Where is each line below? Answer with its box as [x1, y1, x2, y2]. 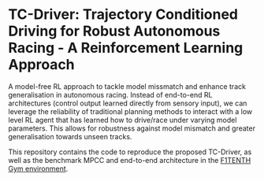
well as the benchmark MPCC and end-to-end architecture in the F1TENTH [8, 155, 251, 164]
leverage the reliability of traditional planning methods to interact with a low [8, 106, 253, 116]
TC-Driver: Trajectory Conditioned [8, 6, 239, 24]
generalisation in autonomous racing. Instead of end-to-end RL [8, 90, 213, 99]
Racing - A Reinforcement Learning [8, 39, 244, 57]
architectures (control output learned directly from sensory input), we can [8, 98, 247, 108]
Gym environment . [8, 164, 69, 173]
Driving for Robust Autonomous [8, 22, 221, 40]
